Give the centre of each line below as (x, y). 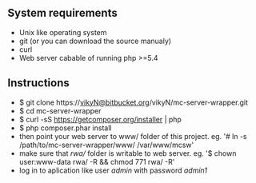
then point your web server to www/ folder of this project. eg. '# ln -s (133, 136)
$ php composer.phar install (65, 128)
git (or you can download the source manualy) (95, 41)
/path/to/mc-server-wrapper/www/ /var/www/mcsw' (106, 145)
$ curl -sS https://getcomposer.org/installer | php (100, 119)
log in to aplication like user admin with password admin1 (113, 170)
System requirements (62, 13)
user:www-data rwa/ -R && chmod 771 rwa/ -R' (97, 161)
